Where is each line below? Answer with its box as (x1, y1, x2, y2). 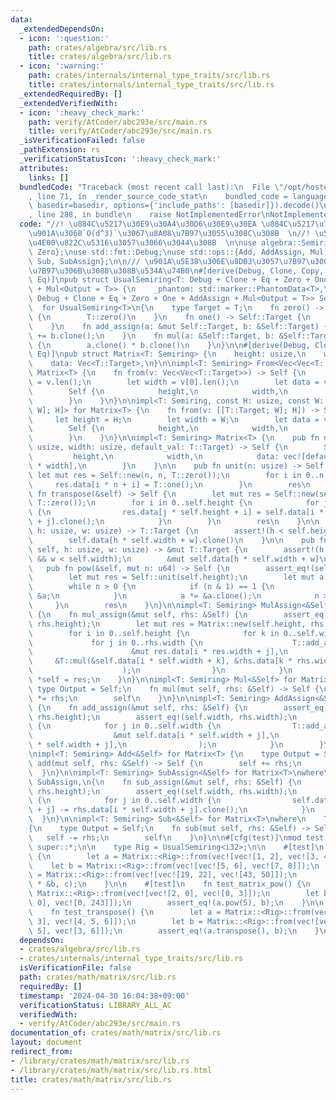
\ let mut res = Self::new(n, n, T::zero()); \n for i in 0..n (28, 470, 325, 480)
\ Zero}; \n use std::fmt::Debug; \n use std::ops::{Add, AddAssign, (28, 247, 307, 257)
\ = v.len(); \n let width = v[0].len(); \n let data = (28, 377, 320, 387)
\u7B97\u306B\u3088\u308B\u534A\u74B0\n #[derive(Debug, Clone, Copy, (28, 266, 325, 276)
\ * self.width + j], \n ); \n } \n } (28, 740, 325, 750)
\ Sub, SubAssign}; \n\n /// (28, 256, 141, 266)
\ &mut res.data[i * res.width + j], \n (28, 647, 288, 657)
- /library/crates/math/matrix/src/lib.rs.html (10, 1065, 213, 1075)
